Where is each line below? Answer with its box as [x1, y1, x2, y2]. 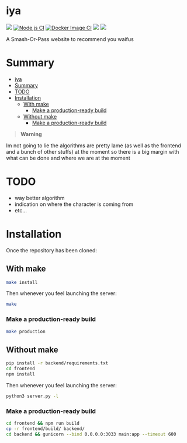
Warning [20, 130, 42, 137]
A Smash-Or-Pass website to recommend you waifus [6, 35, 134, 42]
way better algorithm [14, 194, 65, 201]
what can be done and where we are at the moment [6, 154, 130, 161]
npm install [6, 371, 35, 377]
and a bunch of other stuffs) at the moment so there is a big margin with [6, 148, 179, 155]
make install [6, 279, 38, 285]
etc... [14, 207, 27, 214]
